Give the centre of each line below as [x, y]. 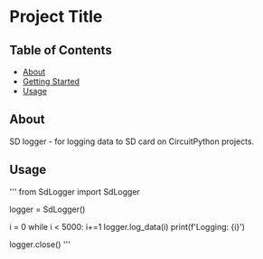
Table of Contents [61, 50]
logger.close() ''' [40, 244]
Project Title [56, 17]
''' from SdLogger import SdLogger [75, 191]
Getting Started [51, 82]
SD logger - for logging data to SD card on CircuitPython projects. [132, 141]
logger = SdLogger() [47, 209]
